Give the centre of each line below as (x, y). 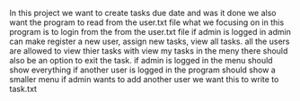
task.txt (23, 89)
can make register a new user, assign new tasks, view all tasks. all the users (150, 41)
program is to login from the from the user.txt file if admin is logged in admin (150, 32)
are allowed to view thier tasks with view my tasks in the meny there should (149, 51)
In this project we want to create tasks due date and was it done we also (143, 13)
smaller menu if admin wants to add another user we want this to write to (144, 79)
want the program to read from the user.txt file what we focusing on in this (147, 22)
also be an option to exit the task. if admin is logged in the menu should (141, 60)
